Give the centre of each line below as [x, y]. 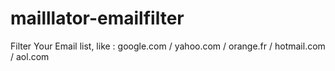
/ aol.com [30, 56]
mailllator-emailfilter [97, 18]
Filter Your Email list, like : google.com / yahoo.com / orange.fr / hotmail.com [168, 46]
